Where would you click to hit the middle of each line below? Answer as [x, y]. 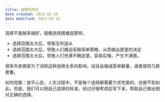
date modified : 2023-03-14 [33, 19]
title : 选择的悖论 [22, 10]
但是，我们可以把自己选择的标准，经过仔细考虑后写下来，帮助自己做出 [84, 89]
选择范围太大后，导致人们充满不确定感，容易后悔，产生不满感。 [77, 56]
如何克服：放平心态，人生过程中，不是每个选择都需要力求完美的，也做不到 [80, 82]
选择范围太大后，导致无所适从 [42, 43]
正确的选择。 [22, 95]
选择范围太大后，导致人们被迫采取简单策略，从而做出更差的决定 [77, 50]
